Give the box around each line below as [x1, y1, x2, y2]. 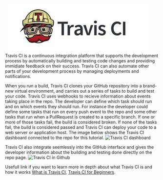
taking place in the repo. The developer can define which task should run [5, 99, 152, 104]
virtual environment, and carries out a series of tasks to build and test [14, 88, 155, 94]
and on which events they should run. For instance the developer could [5, 104, 148, 109]
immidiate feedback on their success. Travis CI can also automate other [5, 63, 149, 69]
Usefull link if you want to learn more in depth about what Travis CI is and [5, 164, 153, 170]
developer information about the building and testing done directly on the [5, 149, 152, 155]
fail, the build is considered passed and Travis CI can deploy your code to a [5, 124, 157, 130]
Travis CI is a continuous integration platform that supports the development [5, 53, 159, 59]
